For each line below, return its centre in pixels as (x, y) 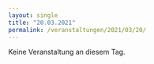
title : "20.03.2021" (42, 23)
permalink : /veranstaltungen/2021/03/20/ (77, 30)
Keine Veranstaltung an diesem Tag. (67, 52)
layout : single (33, 15)
